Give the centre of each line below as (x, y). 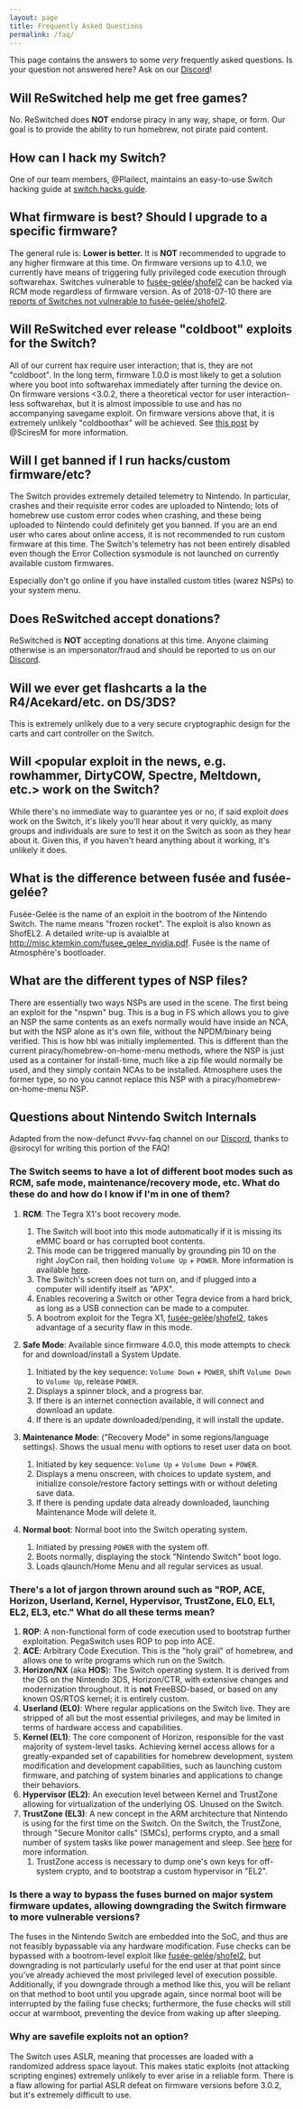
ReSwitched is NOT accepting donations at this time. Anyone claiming (139, 640)
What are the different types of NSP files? (129, 981)
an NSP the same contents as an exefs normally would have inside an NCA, (149, 1022)
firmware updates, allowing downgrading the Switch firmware (148, 1905)
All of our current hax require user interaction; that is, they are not (131, 365)
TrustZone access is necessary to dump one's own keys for (147, 1861)
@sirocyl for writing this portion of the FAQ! (90, 1148)
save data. (55, 1492)
